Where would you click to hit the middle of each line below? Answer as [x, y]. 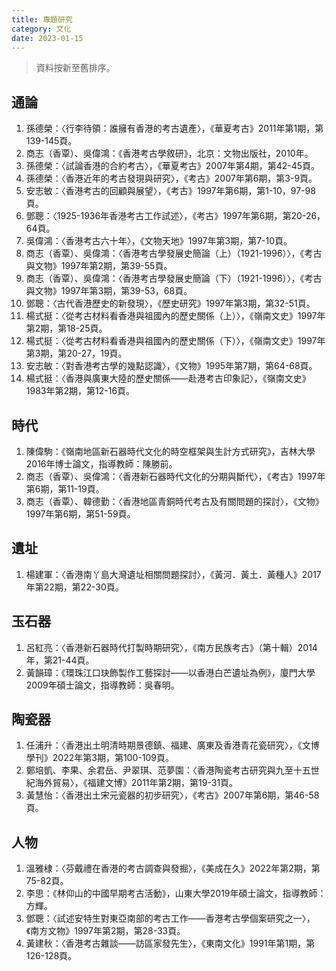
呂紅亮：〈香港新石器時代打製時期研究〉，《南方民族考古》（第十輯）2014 [171, 647]
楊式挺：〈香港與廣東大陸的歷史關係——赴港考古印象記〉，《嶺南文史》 [168, 378]
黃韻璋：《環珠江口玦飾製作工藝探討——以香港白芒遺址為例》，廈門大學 [170, 672]
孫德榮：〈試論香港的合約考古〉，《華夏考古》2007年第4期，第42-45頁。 [173, 166]
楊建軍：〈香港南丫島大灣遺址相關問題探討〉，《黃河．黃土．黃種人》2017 [173, 574]
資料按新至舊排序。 [75, 68]
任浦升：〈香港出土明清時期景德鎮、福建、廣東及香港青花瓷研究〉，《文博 [172, 745]
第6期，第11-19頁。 [65, 489]
